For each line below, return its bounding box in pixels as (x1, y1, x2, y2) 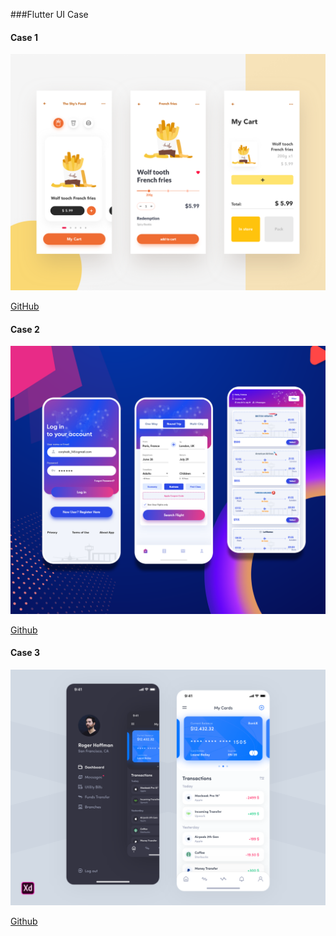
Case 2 (10, 323, 40, 335)
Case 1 (10, 31, 39, 43)
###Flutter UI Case (10, 9, 89, 20)
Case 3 (10, 647, 41, 659)
